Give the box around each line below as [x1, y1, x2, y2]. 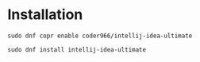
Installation [7, 6, 83, 24]
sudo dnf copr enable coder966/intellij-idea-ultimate [7, 32, 193, 40]
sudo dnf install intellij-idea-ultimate [7, 45, 147, 53]
